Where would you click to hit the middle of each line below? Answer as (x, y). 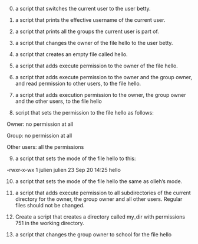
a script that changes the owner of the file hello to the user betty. (94, 43)
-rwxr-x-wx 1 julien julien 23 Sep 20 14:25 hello (64, 170)
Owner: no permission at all (40, 124)
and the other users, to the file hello (58, 101)
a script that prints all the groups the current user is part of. (87, 31)
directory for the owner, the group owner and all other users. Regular (99, 199)
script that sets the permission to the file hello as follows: (84, 113)
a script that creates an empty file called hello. (72, 54)
